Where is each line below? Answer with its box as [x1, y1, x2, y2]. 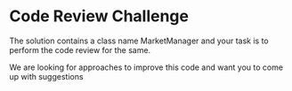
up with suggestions [9, 71, 84, 81]
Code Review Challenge [9, 6, 190, 27]
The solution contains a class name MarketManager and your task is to [9, 35, 269, 46]
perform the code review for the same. [9, 44, 151, 55]
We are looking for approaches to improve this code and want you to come [9, 62, 283, 72]
